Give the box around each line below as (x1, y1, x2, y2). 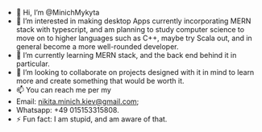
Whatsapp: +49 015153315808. (15, 105, 119, 114)
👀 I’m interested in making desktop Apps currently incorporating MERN (15, 16, 252, 26)
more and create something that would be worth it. (15, 76, 185, 85)
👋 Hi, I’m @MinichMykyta (15, 8, 100, 17)
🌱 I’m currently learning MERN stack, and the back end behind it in (15, 51, 237, 60)
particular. (15, 59, 50, 68)
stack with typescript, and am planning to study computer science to (15, 25, 244, 34)
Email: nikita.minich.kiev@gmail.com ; (15, 97, 139, 106)
